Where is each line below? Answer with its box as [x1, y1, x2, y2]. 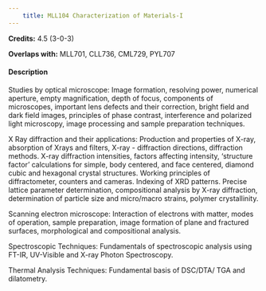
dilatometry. [8, 273, 48, 283]
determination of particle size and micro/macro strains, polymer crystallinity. [8, 193, 259, 203]
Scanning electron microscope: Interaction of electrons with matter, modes [8, 209, 254, 218]
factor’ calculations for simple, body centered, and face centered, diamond [8, 159, 254, 169]
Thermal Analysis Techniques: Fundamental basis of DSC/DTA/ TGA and [8, 265, 245, 275]
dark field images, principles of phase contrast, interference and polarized [8, 110, 252, 120]
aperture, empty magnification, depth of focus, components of [8, 93, 213, 103]
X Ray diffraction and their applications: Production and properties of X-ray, [8, 134, 256, 144]
